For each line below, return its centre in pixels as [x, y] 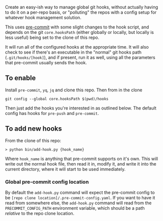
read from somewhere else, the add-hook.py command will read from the [78, 203]
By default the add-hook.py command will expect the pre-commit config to [80, 192]
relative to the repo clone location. [40, 213]
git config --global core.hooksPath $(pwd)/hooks [57, 99]
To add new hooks [34, 129]
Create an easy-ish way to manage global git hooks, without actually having [82, 7]
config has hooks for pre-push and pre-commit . [52, 113]
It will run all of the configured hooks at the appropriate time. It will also [77, 47]
